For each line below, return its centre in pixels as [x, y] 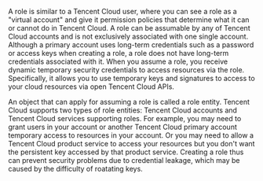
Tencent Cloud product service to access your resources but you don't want [131, 144]
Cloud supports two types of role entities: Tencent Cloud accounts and [123, 110]
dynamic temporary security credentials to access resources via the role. [126, 70]
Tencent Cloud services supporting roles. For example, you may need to [125, 118]
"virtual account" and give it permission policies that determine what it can [129, 20]
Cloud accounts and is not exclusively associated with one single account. [128, 36]
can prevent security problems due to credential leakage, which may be [124, 160]
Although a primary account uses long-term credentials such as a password [131, 45]
